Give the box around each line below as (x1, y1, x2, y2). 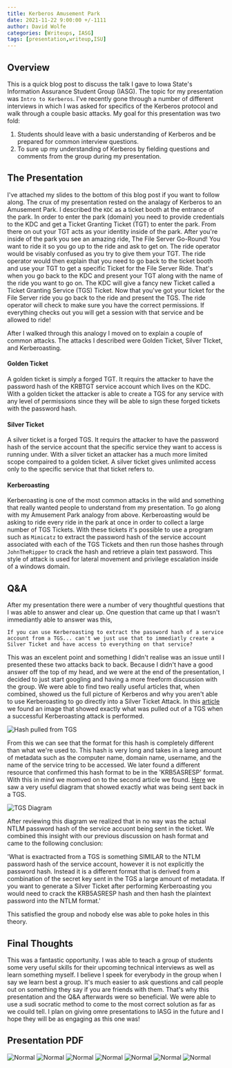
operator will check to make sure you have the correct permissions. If (7, 300, 205, 309)
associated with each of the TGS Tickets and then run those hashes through (7, 541, 224, 549)
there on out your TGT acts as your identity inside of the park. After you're (7, 227, 218, 235)
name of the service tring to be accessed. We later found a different (7, 761, 200, 769)
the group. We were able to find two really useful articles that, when (7, 682, 200, 691)
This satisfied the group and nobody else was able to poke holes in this (7, 910, 209, 918)
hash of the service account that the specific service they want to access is (7, 443, 222, 451)
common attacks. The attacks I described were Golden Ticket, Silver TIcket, (7, 336, 223, 345)
